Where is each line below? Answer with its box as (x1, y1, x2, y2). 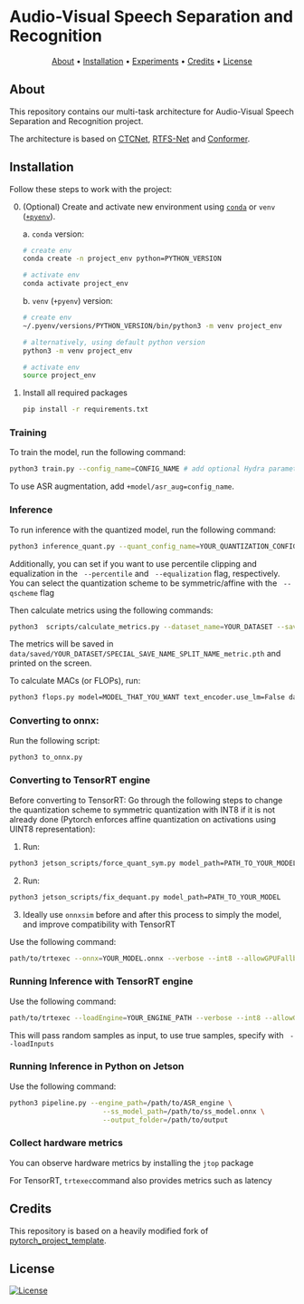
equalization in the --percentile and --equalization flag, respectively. (9, 568, 280, 579)
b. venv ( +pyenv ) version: (22, 296, 113, 307)
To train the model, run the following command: (9, 447, 186, 458)
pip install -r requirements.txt (22, 405, 149, 414)
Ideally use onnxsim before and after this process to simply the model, (22, 909, 282, 920)
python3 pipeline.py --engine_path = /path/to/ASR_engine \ (9, 1098, 233, 1107)
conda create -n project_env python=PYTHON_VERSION (22, 254, 222, 264)
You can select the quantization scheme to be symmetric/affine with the (9, 578, 278, 589)
